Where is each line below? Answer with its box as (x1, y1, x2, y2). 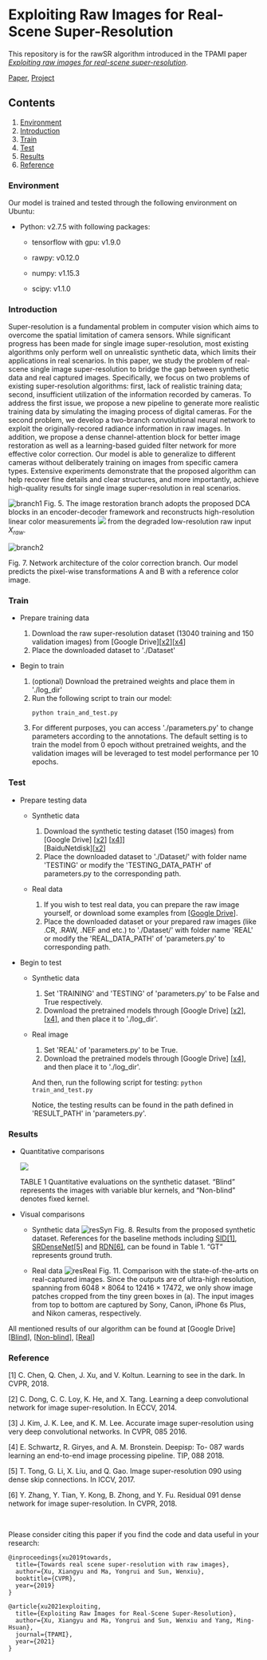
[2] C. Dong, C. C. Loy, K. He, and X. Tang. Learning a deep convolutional (8, 1395, 249, 1404)
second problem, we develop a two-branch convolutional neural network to (8, 416, 256, 425)
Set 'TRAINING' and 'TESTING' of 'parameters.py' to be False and (43, 989, 260, 998)
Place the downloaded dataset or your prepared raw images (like (43, 917, 257, 926)
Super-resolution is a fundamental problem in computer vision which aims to (8, 322, 259, 332)
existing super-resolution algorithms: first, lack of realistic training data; (8, 381, 243, 391)
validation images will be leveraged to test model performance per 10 (31, 749, 259, 758)
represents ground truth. (31, 1251, 113, 1260)
